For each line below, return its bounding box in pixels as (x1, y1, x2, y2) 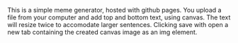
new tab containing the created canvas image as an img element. (7, 28, 198, 36)
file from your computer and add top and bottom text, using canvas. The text (7, 13, 231, 21)
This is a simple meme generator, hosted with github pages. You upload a (7, 6, 222, 14)
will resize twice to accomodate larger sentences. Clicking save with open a (7, 21, 229, 28)
